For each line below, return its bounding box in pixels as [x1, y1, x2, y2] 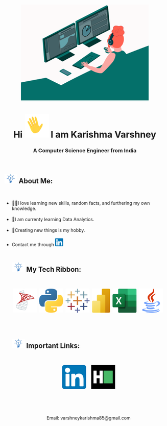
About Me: [18, 176, 53, 185]
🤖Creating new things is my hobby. [11, 227, 85, 233]
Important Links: [26, 341, 80, 350]
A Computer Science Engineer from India [33, 147, 137, 154]
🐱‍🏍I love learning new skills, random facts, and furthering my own [11, 200, 150, 206]
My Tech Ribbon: [26, 265, 82, 274]
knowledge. [11, 205, 37, 211]
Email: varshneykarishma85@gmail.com [46, 415, 131, 421]
